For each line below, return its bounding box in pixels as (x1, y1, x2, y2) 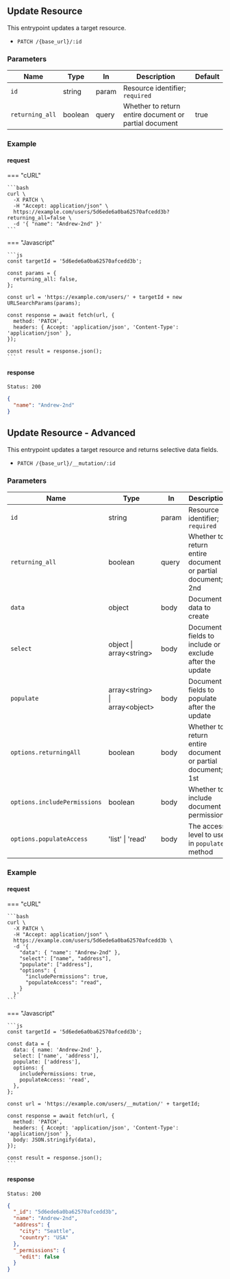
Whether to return (123, 101, 181, 111)
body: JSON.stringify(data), (13, 1136, 97, 1144)
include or (188, 640, 221, 649)
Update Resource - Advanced (7, 427, 136, 439)
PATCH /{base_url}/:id (16, 38, 82, 45)
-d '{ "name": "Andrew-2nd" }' (13, 221, 103, 228)
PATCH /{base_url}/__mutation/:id (16, 459, 116, 467)
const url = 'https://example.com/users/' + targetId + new (7, 294, 183, 301)
